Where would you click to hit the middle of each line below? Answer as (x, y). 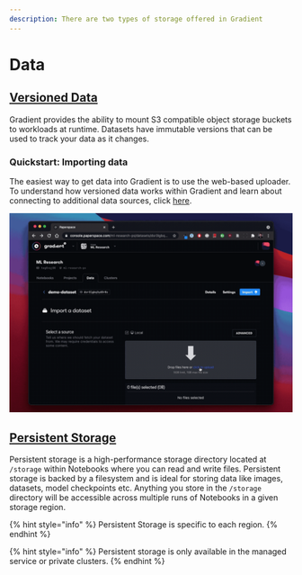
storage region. (37, 508)
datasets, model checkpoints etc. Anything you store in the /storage (136, 488)
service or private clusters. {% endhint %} (87, 562)
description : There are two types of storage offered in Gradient (136, 19)
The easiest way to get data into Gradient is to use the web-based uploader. (150, 181)
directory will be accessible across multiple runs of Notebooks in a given (144, 498)
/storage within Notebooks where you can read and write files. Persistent (145, 469)
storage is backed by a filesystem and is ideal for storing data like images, (146, 479)
